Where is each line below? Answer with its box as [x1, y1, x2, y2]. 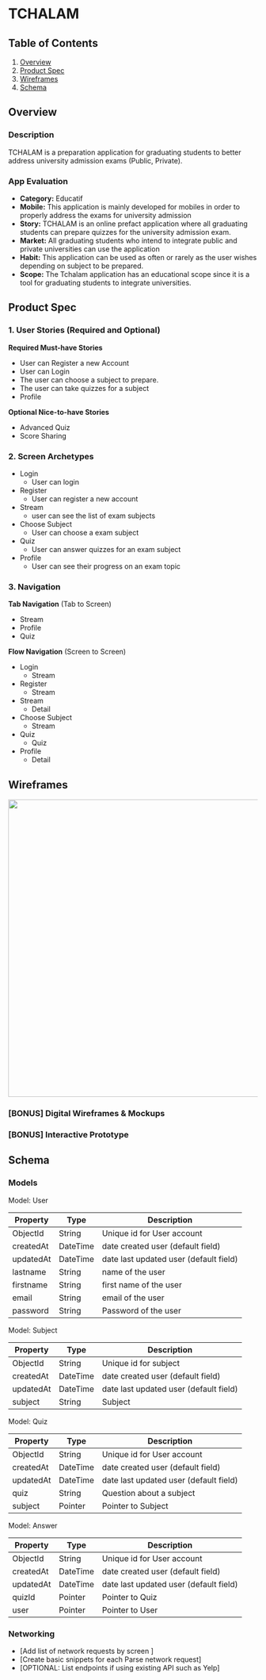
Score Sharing [19, 431, 67, 440]
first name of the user [101, 1279, 182, 1290]
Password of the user [101, 1305, 182, 1316]
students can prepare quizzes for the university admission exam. [19, 227, 231, 236]
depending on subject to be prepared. [19, 261, 144, 270]
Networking [8, 1628, 55, 1639]
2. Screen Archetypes [8, 451, 94, 462]
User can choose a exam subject [31, 527, 139, 537]
